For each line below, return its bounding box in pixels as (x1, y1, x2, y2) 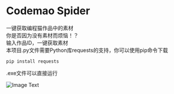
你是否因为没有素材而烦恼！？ (6, 31, 78, 39)
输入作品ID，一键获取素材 (6, 39, 68, 46)
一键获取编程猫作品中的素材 (6, 24, 74, 31)
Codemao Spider (6, 4, 90, 18)
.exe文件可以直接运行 (6, 69, 58, 76)
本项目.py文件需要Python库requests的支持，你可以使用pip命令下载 (6, 46, 168, 54)
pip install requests (6, 58, 60, 64)
